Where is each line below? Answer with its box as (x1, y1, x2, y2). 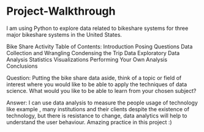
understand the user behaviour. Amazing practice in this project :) (6, 118, 173, 126)
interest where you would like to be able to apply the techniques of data (6, 81, 187, 88)
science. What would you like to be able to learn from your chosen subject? (6, 87, 197, 94)
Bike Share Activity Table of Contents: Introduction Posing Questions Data (6, 43, 193, 50)
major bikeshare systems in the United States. (6, 31, 123, 38)
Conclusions (6, 62, 38, 70)
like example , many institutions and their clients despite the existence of (6, 105, 190, 112)
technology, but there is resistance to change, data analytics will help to (6, 112, 187, 119)
